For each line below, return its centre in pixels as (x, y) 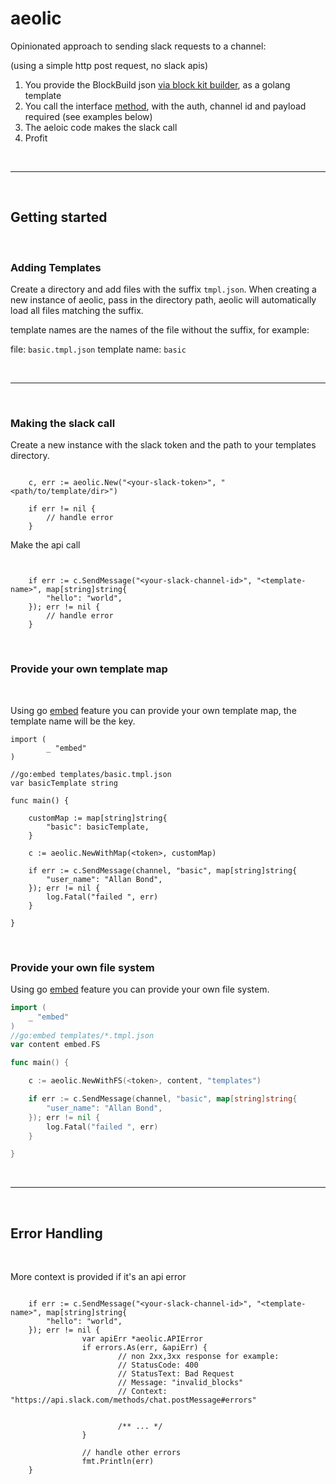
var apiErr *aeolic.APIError (142, 1339)
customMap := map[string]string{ (98, 818)
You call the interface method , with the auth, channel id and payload (165, 106)
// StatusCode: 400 (158, 1365)
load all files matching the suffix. (77, 311)
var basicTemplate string (64, 783)
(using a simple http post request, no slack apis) (109, 65)
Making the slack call (63, 423)
